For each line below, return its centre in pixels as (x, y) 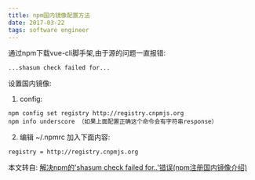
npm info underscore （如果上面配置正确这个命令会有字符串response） (113, 122)
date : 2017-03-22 (36, 23)
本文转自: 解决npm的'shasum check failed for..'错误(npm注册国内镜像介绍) (128, 167)
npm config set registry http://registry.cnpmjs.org (96, 113)
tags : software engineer (49, 30)
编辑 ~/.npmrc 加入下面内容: (65, 137)
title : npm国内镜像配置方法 (49, 15)
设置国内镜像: (30, 84)
